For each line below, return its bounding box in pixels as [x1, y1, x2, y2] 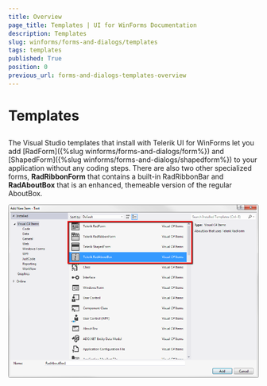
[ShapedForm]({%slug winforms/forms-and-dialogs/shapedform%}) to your [8, 155, 257, 164]
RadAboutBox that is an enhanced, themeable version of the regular [8, 180, 233, 190]
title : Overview [8, 13, 62, 21]
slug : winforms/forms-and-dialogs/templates [8, 38, 158, 46]
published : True [8, 55, 62, 63]
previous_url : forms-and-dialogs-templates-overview [8, 71, 187, 79]
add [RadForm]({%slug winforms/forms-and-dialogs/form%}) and [8, 147, 225, 156]
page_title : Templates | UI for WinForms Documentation [8, 21, 197, 29]
